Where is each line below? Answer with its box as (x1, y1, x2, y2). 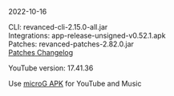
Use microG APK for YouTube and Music (8, 79, 142, 88)
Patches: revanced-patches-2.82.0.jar (8, 39, 135, 49)
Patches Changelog (8, 48, 74, 57)
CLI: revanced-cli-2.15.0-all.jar (8, 22, 108, 31)
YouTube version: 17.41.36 (8, 63, 94, 73)
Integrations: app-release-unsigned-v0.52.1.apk (8, 31, 166, 40)
